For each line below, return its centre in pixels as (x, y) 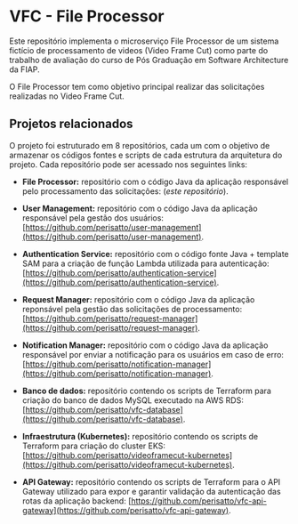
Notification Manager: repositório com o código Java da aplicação (145, 345)
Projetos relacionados (71, 124)
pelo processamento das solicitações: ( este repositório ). (125, 191)
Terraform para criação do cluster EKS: (94, 446)
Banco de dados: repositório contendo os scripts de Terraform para (146, 391)
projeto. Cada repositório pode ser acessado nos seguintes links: (128, 164)
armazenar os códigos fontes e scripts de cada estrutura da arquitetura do (146, 155)
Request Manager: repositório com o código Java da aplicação (138, 299)
